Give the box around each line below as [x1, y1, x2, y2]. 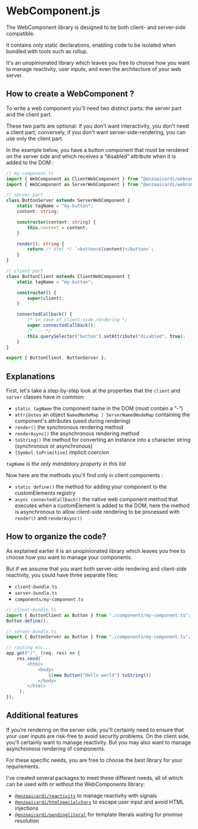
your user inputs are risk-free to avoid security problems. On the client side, [6, 732, 190, 740]
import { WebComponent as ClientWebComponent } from [6, 176, 138, 182]
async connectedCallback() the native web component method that [14, 496, 178, 503]
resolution [14, 817, 39, 824]
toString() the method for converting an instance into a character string [14, 436, 191, 443]
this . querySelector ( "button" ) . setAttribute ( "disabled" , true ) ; [27, 333, 186, 339]
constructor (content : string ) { [16, 219, 96, 225]
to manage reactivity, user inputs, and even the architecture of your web [6, 65, 181, 72]
